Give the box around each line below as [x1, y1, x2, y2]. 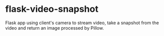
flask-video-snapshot [5, 3, 98, 15]
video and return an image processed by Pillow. [5, 25, 104, 31]
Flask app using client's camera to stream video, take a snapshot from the [5, 20, 159, 26]
